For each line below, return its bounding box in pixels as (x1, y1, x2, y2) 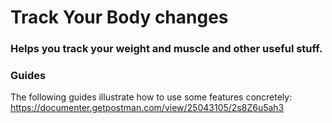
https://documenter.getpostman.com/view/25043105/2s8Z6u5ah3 (10, 102, 285, 114)
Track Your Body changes (10, 6, 229, 29)
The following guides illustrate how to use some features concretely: (10, 91, 293, 103)
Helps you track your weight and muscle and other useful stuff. (10, 42, 323, 56)
